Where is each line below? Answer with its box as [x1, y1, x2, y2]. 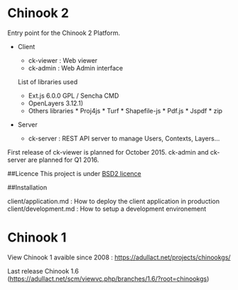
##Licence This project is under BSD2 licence [7, 169, 141, 177]
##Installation [7, 183, 48, 192]
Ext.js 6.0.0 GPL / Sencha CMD [28, 91, 119, 100]
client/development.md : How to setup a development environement [7, 204, 207, 213]
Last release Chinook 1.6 [7, 266, 80, 275]
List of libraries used [17, 77, 78, 86]
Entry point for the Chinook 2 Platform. [7, 29, 121, 37]
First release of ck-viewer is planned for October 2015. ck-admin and [7, 147, 209, 156]
